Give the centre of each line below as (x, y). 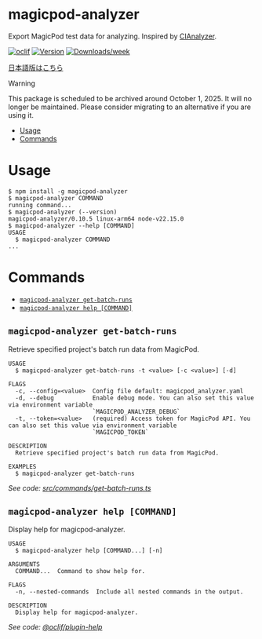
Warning (22, 83)
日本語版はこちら (36, 68)
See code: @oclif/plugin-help (55, 627)
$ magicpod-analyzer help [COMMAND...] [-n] (89, 551)
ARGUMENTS (24, 564)
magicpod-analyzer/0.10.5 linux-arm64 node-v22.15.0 (96, 219)
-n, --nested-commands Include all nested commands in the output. (129, 592)
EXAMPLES (22, 466)
